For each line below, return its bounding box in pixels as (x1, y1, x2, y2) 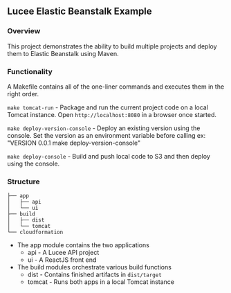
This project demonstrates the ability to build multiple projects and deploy (7, 42, 217, 51)
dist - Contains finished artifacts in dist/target (27, 270, 163, 279)
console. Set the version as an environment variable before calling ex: (7, 131, 206, 139)
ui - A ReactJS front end (27, 256, 97, 264)
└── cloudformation (7, 229, 64, 236)
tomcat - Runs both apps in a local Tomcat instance (27, 278, 175, 286)
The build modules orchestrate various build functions (17, 263, 172, 272)
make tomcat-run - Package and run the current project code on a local (7, 103, 209, 112)
